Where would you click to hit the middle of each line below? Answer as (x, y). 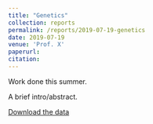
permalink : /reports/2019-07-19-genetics (77, 30)
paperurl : (24, 52)
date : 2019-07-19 (36, 37)
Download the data (39, 111)
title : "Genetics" (38, 15)
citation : (24, 60)
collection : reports (42, 23)
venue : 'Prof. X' (36, 45)
